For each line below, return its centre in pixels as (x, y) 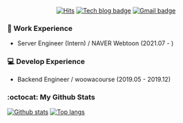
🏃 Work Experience (40, 28)
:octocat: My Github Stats (51, 97)
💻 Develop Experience (46, 62)
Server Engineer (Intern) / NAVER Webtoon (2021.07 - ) (95, 43)
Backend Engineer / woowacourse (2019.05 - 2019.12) (94, 79)
